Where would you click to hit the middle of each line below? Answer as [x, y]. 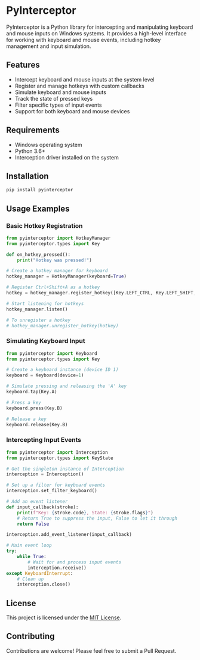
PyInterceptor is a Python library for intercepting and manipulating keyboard [100, 27]
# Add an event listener [37, 502]
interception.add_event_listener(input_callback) [69, 535]
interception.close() [44, 584]
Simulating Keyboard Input [46, 341]
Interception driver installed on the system [67, 157]
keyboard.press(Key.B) [34, 408]
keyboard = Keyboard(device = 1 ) [45, 375]
